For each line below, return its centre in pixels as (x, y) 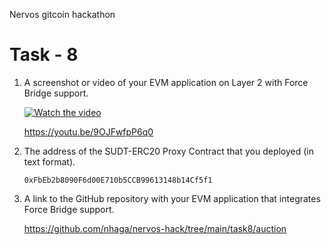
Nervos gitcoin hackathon (62, 14)
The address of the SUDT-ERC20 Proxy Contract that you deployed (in (169, 151)
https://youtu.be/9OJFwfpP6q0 (88, 131)
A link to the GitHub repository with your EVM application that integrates (172, 198)
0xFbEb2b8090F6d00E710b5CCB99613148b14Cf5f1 (118, 180)
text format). (49, 161)
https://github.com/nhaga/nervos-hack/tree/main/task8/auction (155, 228)
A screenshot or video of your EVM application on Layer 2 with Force (166, 82)
